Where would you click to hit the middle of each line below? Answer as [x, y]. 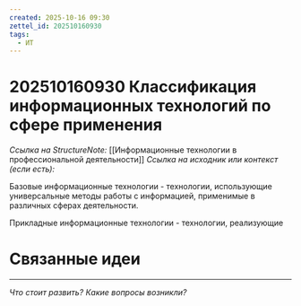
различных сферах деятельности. [74, 205]
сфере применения [86, 125]
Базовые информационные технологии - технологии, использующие [141, 187]
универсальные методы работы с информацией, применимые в [132, 196]
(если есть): [32, 169]
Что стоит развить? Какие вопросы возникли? [98, 293]
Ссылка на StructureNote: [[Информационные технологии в [123, 150]
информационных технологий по [140, 106]
